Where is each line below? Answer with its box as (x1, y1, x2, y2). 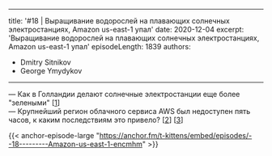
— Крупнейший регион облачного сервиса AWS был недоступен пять (8, 107, 251, 116)
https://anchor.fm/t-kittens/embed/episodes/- (99, 131, 253, 140)
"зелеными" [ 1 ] (8, 98, 61, 108)
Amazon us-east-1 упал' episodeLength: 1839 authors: (8, 42, 192, 51)
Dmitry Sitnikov (19, 57, 71, 67)
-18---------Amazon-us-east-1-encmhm (8, 139, 143, 149)
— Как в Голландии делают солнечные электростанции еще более (8, 90, 240, 99)
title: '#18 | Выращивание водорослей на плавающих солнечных (8, 16, 231, 25)
